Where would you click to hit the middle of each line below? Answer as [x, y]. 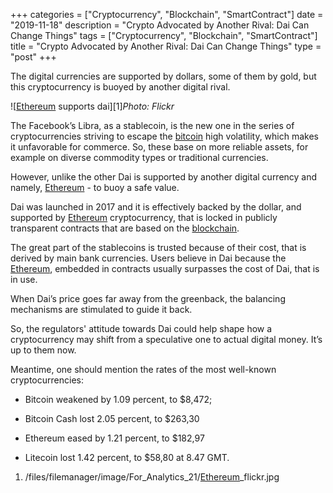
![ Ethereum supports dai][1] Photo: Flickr [92, 106]
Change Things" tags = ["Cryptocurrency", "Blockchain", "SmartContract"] [164, 35]
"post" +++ [33, 57]
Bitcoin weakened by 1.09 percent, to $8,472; [118, 399]
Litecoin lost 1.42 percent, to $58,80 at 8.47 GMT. [127, 457]
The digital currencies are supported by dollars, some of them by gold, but [163, 76]
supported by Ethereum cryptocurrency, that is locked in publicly [144, 217]
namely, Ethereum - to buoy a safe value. [95, 187]
